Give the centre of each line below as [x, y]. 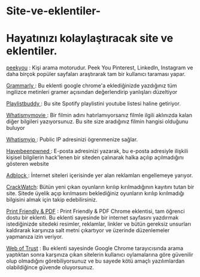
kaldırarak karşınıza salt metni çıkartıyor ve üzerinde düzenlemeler [88, 230]
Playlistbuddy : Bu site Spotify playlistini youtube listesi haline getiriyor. [93, 104]
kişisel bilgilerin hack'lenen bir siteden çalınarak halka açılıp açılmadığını [95, 157]
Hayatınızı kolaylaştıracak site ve [90, 39]
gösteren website [28, 164]
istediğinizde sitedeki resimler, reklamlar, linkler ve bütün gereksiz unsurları [99, 224]
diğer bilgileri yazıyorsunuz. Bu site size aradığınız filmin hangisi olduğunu [97, 121]
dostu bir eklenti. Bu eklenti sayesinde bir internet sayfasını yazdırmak [93, 218]
